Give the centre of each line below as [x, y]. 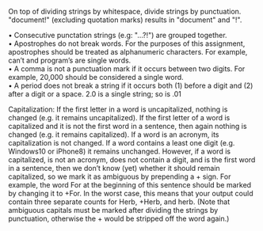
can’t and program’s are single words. [70, 60]
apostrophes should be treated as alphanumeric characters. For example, [128, 52]
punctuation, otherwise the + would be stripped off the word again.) [119, 218]
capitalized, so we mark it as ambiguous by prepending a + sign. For [120, 176]
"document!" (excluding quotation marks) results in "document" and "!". [125, 20]
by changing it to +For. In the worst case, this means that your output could [131, 193]
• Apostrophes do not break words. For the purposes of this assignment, [127, 44]
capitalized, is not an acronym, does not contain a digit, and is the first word [132, 160]
